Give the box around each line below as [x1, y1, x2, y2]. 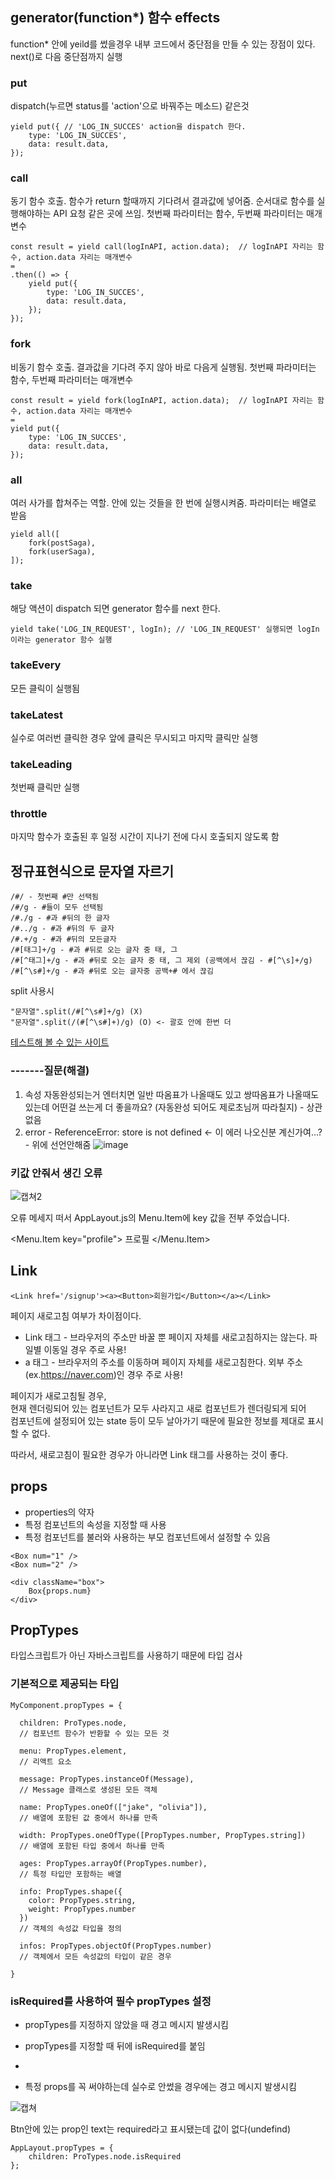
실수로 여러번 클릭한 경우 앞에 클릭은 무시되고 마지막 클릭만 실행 [10, 731, 259, 743]
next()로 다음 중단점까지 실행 [10, 50, 123, 62]
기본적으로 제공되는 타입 [10, 1677, 120, 1691]
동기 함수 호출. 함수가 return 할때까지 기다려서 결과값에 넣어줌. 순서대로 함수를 [10, 195, 315, 207]
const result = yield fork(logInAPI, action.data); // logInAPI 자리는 [10, 395, 313, 405]
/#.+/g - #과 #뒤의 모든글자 [10, 934, 117, 945]
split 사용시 [10, 985, 55, 997]
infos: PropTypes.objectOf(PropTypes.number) [19, 1941, 213, 1951]
